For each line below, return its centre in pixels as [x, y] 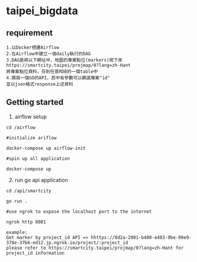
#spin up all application [38, 158]
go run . [17, 201]
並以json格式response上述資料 [40, 84]
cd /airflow [21, 127]
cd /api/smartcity [29, 191]
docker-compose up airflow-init [46, 148]
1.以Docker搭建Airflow [33, 47]
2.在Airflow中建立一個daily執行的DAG [49, 54]
